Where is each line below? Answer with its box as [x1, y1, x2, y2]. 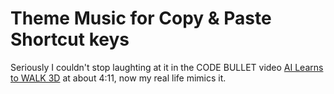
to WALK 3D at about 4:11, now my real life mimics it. [10, 72, 227, 84]
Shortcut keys [10, 28, 130, 51]
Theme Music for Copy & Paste [10, 7, 272, 30]
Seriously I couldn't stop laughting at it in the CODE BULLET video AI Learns [10, 61, 324, 73]
